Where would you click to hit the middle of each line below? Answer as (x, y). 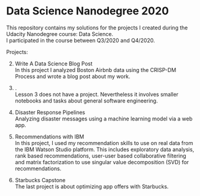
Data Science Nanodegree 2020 (88, 11)
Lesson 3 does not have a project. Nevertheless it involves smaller (96, 94)
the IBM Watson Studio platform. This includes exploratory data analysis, (104, 149)
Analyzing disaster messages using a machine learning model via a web (104, 119)
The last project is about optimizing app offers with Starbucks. (92, 186)
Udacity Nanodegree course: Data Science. (60, 34)
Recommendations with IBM (49, 137)
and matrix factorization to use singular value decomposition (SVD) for (102, 162)
